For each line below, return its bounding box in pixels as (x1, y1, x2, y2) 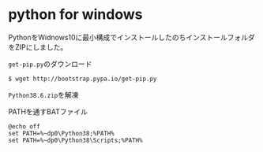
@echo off (8, 122, 41, 131)
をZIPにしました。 (8, 42, 68, 52)
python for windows (8, 6, 143, 24)
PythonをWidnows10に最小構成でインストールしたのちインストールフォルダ (8, 32, 255, 42)
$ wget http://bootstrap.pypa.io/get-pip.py (8, 75, 157, 83)
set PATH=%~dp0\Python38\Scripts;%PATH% (8, 136, 144, 144)
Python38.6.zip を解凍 (8, 90, 79, 99)
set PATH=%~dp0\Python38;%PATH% (8, 129, 115, 137)
